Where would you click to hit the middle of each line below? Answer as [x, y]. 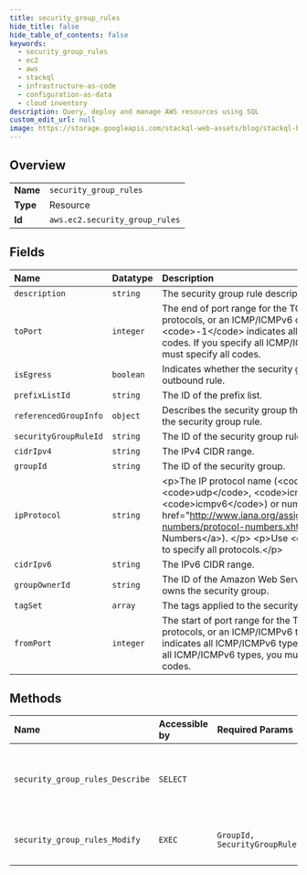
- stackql [36, 78]
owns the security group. [216, 591]
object [126, 416]
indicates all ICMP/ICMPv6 [219, 643]
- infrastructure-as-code [67, 86]
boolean [128, 374]
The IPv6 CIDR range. [208, 564]
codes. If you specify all [213, 342]
